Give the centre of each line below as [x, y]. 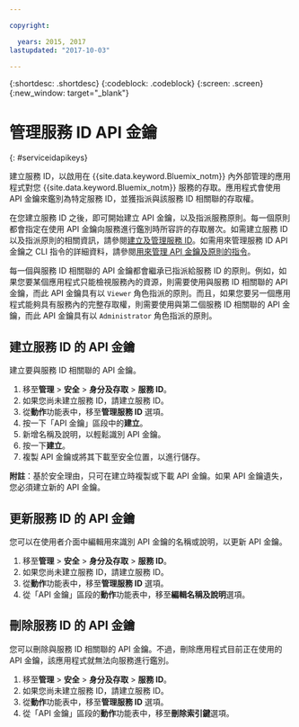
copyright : [30, 25]
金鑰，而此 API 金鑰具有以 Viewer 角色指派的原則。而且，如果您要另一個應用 [150, 293]
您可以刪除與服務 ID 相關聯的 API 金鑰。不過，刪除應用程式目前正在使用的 [146, 649]
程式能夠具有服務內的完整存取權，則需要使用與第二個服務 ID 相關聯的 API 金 [149, 305]
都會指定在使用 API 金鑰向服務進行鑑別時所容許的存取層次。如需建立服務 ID [149, 229]
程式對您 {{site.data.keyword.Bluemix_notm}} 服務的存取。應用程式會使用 [145, 188]
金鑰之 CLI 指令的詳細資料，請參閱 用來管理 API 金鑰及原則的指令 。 [132, 252]
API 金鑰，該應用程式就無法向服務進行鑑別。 [92, 660]
